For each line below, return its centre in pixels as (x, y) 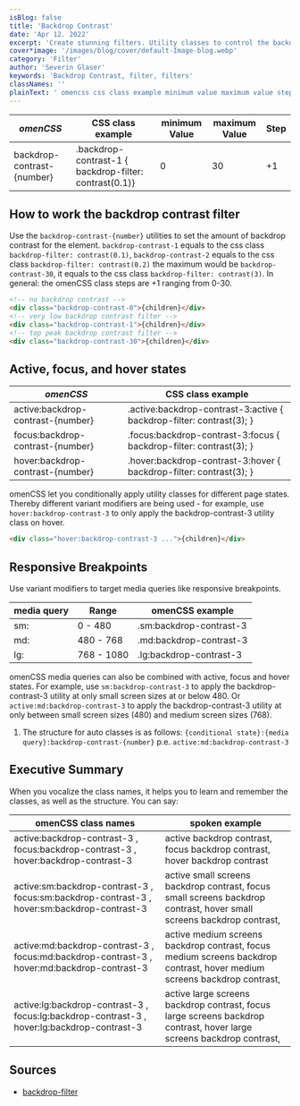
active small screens (208, 875)
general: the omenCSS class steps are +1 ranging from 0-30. (121, 284)
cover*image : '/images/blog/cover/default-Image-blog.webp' (124, 51)
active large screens (207, 993)
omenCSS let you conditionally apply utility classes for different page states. (150, 494)
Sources (33, 1070)
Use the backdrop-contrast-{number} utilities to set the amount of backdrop (147, 236)
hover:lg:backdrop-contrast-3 (78, 1027)
